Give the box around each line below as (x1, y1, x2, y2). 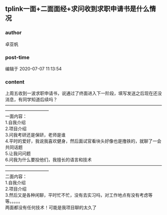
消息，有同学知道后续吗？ (5, 96, 58, 103)
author (5, 29, 22, 36)
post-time (5, 54, 30, 61)
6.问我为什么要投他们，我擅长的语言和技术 (5, 157, 92, 163)
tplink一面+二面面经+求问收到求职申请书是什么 (5, 4, 150, 13)
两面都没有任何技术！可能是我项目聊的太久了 (5, 205, 97, 211)
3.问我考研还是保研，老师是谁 (5, 132, 66, 138)
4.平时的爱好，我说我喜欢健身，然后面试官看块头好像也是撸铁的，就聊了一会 (5, 138, 162, 144)
